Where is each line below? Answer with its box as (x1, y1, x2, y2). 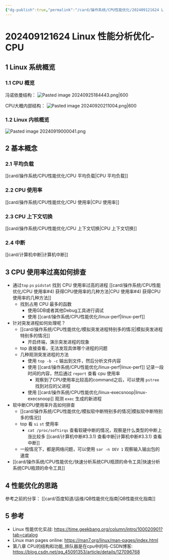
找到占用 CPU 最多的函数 (20, 301, 72, 307)
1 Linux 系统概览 (5, 63, 55, 72)
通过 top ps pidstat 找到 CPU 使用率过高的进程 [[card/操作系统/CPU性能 (12, 282, 161, 288)
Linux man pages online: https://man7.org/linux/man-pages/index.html (12, 537, 158, 543)
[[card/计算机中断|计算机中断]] (5, 252, 68, 258)
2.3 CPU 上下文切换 (5, 213, 53, 220)
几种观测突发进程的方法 (20, 352, 69, 358)
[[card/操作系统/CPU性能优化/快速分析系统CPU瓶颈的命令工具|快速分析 (12, 459, 160, 465)
